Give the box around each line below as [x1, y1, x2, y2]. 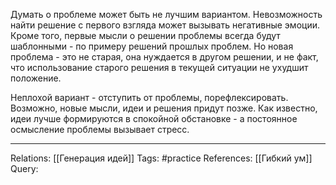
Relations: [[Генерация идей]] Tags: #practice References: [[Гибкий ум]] [10, 152, 313, 164]
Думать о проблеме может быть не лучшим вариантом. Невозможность [10, 9, 323, 20]
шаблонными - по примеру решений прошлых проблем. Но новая [10, 40, 294, 52]
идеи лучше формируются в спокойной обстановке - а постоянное [10, 113, 298, 124]
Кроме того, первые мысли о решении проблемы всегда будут [10, 30, 281, 41]
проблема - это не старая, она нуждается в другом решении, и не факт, [10, 51, 319, 63]
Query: [10, 163, 39, 174]
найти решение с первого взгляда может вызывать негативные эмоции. [10, 19, 320, 31]
